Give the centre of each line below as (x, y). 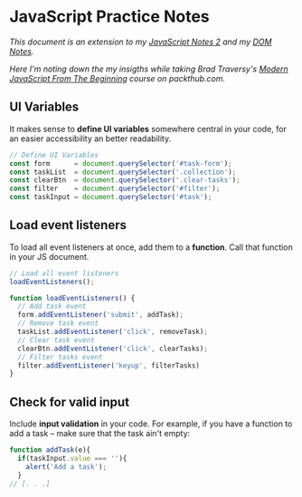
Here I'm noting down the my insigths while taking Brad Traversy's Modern (149, 69)
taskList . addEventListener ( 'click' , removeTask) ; (113, 332)
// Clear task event (56, 340)
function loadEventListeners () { (72, 298)
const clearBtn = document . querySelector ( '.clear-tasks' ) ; (125, 180)
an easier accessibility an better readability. (90, 139)
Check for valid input (69, 401)
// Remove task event (58, 323)
